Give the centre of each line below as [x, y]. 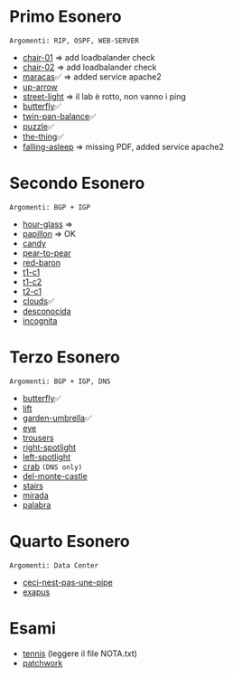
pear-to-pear [47, 253]
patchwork [42, 663]
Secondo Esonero [77, 183]
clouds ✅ [38, 301]
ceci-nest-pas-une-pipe [67, 582]
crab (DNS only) [52, 466]
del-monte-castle [55, 475]
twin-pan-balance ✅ [59, 116]
